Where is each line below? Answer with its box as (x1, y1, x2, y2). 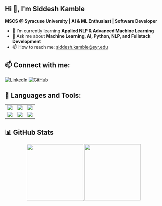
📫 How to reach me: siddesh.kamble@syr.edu (12, 44, 108, 50)
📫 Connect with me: (5, 61, 70, 70)
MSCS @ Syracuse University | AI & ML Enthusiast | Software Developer (5, 18, 157, 24)
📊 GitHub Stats (5, 128, 54, 137)
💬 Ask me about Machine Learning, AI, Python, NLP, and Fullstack (12, 33, 151, 39)
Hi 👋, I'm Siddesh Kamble (5, 5, 85, 13)
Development (12, 38, 41, 44)
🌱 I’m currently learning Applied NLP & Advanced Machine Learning (12, 28, 154, 34)
